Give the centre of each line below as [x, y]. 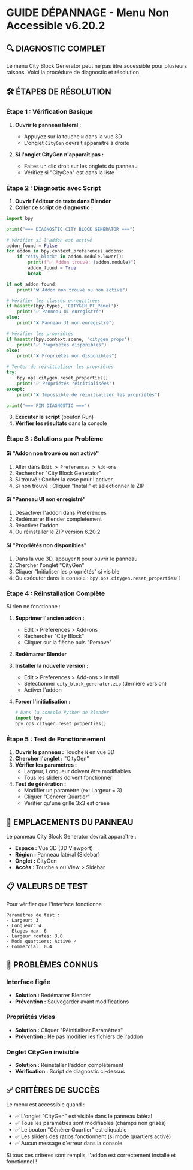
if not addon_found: [32, 284]
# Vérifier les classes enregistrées [53, 301]
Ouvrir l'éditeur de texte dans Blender [63, 201]
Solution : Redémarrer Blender [53, 995]
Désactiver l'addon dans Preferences [61, 512]
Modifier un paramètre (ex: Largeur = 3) [73, 791]
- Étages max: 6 [26, 931]
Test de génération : [40, 784]
